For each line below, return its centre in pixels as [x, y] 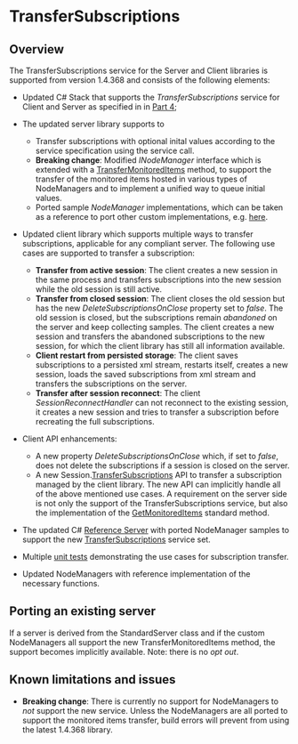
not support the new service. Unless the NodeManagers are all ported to [155, 710]
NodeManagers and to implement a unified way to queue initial [150, 188]
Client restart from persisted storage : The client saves [137, 355]
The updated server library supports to [93, 124]
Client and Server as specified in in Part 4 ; [100, 107]
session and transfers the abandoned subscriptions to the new [150, 336]
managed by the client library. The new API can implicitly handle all [158, 484]
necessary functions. [61, 583]
